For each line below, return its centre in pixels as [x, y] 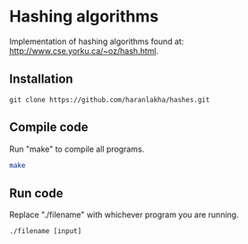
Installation [41, 79]
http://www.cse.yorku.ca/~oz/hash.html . [84, 50]
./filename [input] [46, 231]
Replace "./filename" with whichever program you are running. [124, 215]
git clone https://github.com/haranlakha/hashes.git [110, 100]
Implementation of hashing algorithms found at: [97, 41]
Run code [36, 193]
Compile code [49, 127]
